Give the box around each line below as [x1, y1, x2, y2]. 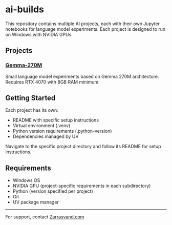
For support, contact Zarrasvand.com [5, 214, 84, 220]
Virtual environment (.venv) [12, 122, 71, 129]
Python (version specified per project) [12, 188, 93, 194]
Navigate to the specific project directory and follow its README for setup [5, 144, 161, 150]
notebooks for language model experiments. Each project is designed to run [5, 26, 166, 32]
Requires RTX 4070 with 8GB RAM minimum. [5, 78, 100, 85]
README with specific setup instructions [12, 117, 99, 124]
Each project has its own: [5, 107, 59, 113]
